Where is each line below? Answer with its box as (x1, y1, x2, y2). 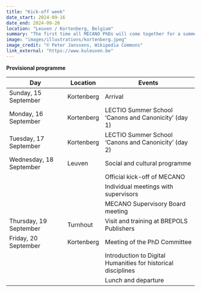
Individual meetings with (104, 182, 173, 191)
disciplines (104, 266, 135, 275)
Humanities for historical (104, 258, 173, 267)
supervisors (104, 189, 139, 198)
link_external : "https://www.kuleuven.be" (6, 48, 114, 54)
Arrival (104, 92, 124, 101)
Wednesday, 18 (9, 155, 54, 164)
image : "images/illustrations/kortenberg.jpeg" (6, 37, 127, 43)
